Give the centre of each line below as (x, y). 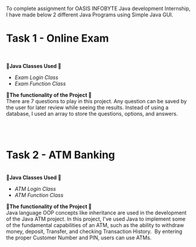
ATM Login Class (35, 189)
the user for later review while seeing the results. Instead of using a (87, 107)
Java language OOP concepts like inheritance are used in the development (96, 212)
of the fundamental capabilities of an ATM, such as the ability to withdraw (95, 225)
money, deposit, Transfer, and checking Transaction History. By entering (94, 231)
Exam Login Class (36, 77)
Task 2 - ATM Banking (61, 155)
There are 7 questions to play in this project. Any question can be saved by (97, 101)
